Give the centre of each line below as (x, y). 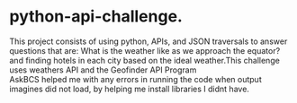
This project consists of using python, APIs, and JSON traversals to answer (148, 41)
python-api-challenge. (96, 17)
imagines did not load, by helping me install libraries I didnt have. (130, 89)
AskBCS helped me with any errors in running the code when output (136, 79)
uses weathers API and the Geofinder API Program (103, 70)
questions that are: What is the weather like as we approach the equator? (145, 50)
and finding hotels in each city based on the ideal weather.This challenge (145, 60)
